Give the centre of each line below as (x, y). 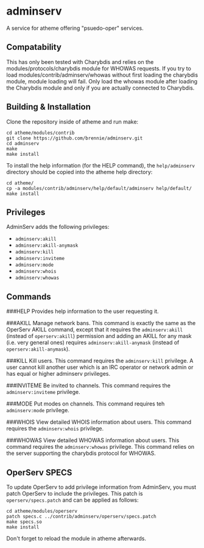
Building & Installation (49, 107)
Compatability (34, 47)
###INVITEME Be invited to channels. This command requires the (88, 385)
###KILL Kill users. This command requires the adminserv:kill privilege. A (100, 361)
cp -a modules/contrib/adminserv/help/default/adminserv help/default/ (99, 188)
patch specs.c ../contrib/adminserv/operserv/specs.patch (81, 516)
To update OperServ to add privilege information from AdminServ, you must (101, 487)
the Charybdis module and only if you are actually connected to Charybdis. (100, 88)
